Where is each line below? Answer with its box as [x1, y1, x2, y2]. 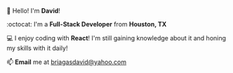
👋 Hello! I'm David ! [6, 7, 61, 15]
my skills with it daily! [6, 44, 68, 52]
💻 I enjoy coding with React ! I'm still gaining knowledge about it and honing [6, 34, 226, 42]
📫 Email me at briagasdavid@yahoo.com [6, 58, 127, 66]
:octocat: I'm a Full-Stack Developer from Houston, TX [6, 20, 167, 28]
